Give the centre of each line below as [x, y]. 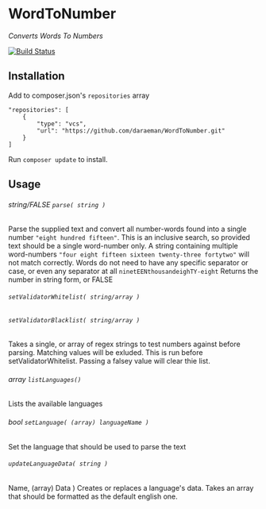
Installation [37, 76]
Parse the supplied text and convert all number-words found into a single [127, 229]
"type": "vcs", [62, 124]
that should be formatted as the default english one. [93, 496]
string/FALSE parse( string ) [57, 204]
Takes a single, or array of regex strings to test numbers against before [124, 344]
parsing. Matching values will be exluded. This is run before [106, 353]
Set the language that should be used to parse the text [97, 446]
